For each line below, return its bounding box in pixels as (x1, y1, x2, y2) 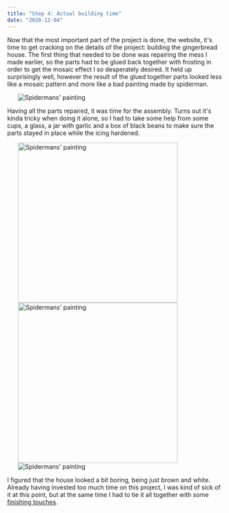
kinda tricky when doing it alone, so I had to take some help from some (7, 114, 209, 122)
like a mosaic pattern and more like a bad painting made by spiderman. (7, 80, 209, 88)
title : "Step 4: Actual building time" (7, 10, 122, 17)
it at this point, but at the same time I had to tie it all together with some (7, 490, 209, 498)
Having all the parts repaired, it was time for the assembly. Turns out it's (7, 107, 212, 115)
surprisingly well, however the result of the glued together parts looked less (7, 72, 222, 80)
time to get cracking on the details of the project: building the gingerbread (7, 43, 218, 51)
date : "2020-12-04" (7, 17, 63, 24)
